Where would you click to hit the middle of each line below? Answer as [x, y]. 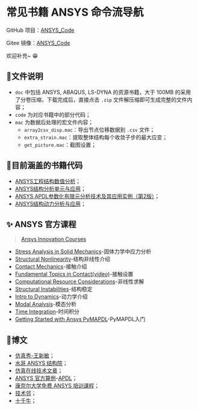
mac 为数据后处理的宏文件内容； [54, 122]
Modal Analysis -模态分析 [46, 304]
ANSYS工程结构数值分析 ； [48, 181]
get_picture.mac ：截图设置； [60, 144]
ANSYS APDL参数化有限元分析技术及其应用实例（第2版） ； [87, 196]
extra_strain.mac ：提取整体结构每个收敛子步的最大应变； [96, 137]
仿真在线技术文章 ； [39, 371]
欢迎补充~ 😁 [22, 55]
